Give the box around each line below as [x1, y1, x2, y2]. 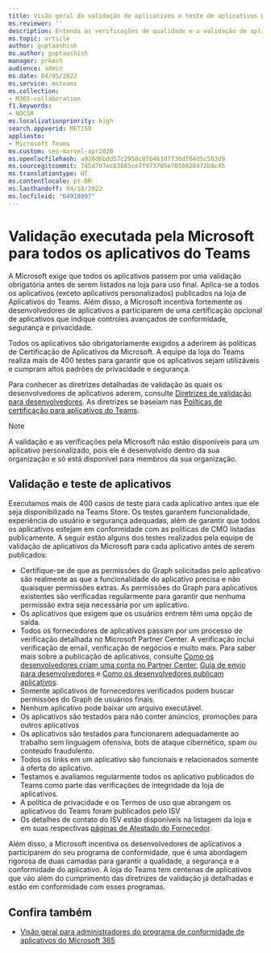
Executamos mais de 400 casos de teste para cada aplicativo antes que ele [8, 499, 260, 508]
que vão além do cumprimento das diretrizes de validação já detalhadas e [8, 874, 254, 883]
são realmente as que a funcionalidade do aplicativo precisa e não [19, 575, 240, 584]
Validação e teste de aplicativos [8, 477, 172, 491]
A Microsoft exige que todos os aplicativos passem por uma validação [8, 271, 242, 280]
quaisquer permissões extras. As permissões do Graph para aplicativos [19, 583, 258, 592]
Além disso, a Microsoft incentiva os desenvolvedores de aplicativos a [8, 839, 242, 849]
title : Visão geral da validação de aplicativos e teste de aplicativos [8, 11, 258, 20]
